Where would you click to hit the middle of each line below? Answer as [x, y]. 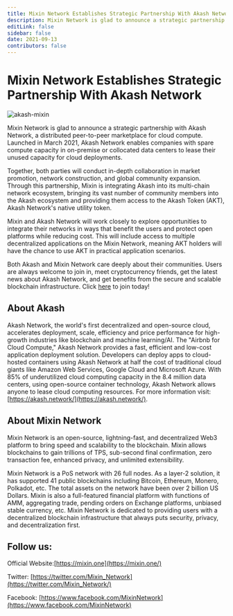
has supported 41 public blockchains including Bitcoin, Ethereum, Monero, [113, 480]
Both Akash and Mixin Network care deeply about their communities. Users [115, 264]
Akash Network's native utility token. [60, 208]
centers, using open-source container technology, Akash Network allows [112, 384]
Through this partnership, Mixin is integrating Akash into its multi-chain [109, 186]
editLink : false [31, 26]
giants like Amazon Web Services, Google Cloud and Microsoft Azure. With [114, 369]
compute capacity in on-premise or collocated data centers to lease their [112, 149]
